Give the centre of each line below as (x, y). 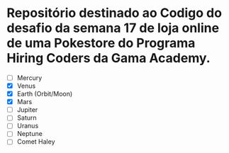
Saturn (27, 118)
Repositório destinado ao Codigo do (114, 13)
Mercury (29, 78)
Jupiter (27, 110)
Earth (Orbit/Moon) (45, 94)
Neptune (30, 134)
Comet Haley (36, 142)
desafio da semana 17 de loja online (113, 28)
